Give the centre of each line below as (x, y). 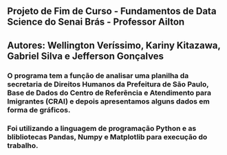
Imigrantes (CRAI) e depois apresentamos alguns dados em (108, 101)
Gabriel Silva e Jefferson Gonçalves (85, 56)
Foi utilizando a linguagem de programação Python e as (102, 128)
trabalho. (23, 145)
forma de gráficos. (39, 110)
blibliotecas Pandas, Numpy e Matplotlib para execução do (107, 136)
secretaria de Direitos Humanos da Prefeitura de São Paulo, (108, 84)
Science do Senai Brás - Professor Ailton (96, 22)
